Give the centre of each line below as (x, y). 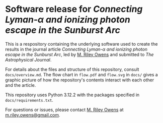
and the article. (21, 85)
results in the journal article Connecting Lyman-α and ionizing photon (76, 49)
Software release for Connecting (74, 9)
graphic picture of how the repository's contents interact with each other (80, 80)
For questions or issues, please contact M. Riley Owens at (64, 110)
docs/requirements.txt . (29, 100)
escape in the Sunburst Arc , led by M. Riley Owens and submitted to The (80, 54)
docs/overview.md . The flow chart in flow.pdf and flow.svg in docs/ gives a (81, 74)
